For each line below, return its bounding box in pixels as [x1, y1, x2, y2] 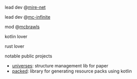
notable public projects [5, 53, 52, 59]
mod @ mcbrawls [5, 24, 40, 30]
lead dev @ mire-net [5, 5, 46, 10]
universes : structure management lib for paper [12, 63, 108, 68]
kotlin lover [5, 34, 28, 39]
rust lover [5, 43, 25, 49]
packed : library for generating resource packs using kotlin [12, 68, 132, 74]
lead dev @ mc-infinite [5, 14, 51, 20]
